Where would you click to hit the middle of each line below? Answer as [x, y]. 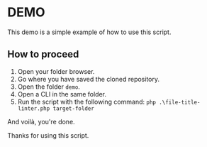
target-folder [73, 108]
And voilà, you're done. [41, 121]
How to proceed [43, 54]
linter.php [34, 108]
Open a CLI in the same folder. [62, 94]
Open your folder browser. [56, 71]
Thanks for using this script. [48, 135]
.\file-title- [180, 102]
